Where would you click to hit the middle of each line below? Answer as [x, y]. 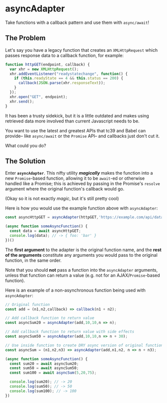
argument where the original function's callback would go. [65, 189]
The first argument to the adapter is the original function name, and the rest [83, 250]
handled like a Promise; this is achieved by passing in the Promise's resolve [83, 184]
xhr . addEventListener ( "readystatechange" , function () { [69, 74]
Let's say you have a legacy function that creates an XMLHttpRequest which [82, 50]
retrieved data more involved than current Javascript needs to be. [72, 121]
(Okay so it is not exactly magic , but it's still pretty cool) [62, 199]
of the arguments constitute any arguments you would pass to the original [81, 255]
